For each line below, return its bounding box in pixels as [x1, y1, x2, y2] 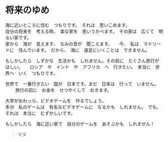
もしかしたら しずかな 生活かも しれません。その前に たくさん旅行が [5, 57, 159, 63]
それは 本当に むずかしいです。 [5, 110, 75, 116]
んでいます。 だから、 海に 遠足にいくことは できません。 [22, 47, 150, 53]
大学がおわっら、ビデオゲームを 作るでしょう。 [5, 97, 107, 103]
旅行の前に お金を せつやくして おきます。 [15, 87, 112, 93]
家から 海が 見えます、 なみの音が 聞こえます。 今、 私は [5, 40, 139, 46]
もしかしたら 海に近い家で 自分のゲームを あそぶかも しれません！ [5, 120, 155, 126]
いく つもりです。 [18, 70, 58, 76]
